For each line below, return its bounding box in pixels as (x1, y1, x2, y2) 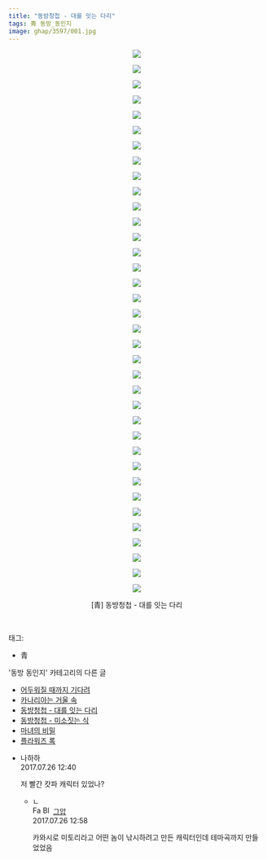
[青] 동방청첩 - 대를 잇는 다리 (90, 600, 183, 610)
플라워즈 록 (20, 736, 56, 746)
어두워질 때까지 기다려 (20, 685, 91, 695)
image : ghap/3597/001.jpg (8, 27, 96, 35)
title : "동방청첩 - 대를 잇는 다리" (8, 11, 116, 20)
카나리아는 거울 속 (20, 695, 77, 705)
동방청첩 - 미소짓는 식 (20, 716, 90, 726)
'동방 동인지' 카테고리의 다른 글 (8, 668, 107, 678)
